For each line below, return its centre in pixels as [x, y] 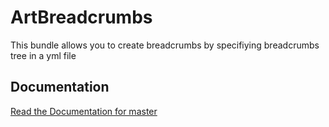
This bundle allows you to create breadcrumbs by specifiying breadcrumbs [165, 45]
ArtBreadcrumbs [81, 17]
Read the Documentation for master [84, 111]
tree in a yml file [43, 55]
